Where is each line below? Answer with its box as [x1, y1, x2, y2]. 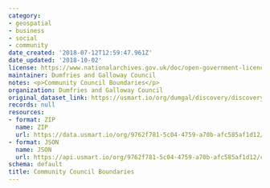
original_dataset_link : [8, 94, 88, 102]
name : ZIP [15, 123, 48, 131]
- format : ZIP [8, 116, 56, 124]
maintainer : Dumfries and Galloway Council [8, 71, 157, 79]
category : [8, 11, 42, 20]
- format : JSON [8, 138, 59, 146]
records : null [8, 101, 56, 109]
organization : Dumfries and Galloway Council [8, 86, 163, 94]
